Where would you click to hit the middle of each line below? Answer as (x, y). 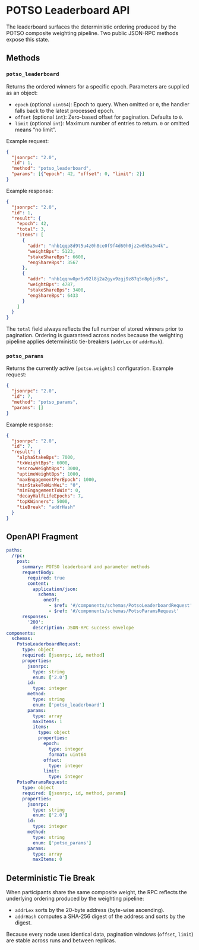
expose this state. (28, 39)
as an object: (22, 93)
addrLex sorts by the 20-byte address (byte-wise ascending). (90, 910)
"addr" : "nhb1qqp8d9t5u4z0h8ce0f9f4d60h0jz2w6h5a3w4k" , (98, 246)
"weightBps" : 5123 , (52, 251)
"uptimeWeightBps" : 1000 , (49, 474)
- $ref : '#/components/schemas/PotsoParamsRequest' (114, 611)
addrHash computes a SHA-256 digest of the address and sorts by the (100, 916)
